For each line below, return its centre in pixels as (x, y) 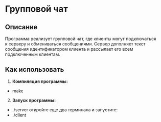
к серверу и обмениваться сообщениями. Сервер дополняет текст (75, 44)
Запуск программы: (34, 100)
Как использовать (35, 70)
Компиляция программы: (40, 81)
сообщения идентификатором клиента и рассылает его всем (69, 49)
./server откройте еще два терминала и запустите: (65, 110)
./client (19, 115)
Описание (21, 27)
